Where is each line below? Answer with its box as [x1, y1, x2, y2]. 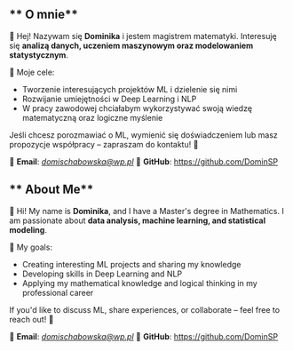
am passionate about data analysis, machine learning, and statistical [9, 215, 266, 226]
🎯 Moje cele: [9, 67, 55, 77]
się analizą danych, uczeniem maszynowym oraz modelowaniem [9, 40, 254, 51]
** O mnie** [9, 7, 78, 22]
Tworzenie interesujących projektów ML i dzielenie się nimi [21, 84, 238, 94]
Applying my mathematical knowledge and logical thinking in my [21, 277, 257, 288]
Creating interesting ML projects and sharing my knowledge [21, 259, 242, 269]
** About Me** [9, 182, 94, 197]
